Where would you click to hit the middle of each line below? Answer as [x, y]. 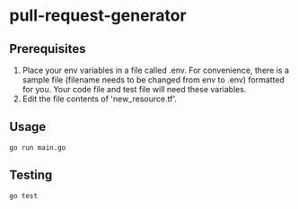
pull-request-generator [98, 16]
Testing [31, 175]
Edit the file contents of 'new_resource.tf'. [100, 99]
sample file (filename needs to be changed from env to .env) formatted [153, 80]
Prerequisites [48, 49]
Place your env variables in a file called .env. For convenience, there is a [156, 70]
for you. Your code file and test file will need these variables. [134, 89]
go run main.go [38, 148]
